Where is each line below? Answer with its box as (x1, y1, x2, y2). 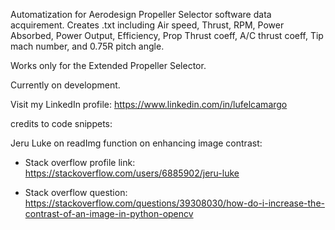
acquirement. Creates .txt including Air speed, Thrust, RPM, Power (10, 19, 285, 31)
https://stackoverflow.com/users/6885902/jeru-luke (24, 167, 240, 179)
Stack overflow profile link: (24, 157, 136, 168)
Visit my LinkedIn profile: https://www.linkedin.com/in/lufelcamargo (10, 99, 288, 110)
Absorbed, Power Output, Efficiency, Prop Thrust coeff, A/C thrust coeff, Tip (10, 30, 324, 41)
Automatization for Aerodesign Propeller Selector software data (10, 9, 272, 20)
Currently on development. (10, 79, 121, 91)
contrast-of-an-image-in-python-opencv (24, 208, 194, 219)
